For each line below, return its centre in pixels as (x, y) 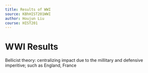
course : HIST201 (21, 23)
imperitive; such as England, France (41, 65)
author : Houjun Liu (25, 18)
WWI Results (32, 47)
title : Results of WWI (28, 9)
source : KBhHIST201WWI (28, 14)
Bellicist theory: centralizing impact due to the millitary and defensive (74, 60)
